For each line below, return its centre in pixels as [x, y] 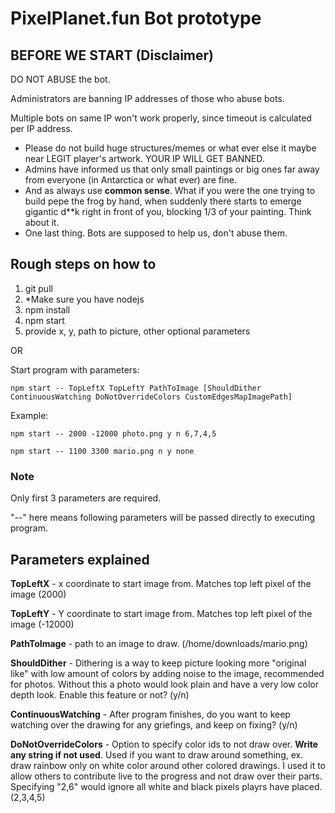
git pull [38, 288]
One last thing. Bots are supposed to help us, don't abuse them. [156, 233]
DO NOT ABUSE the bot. [60, 79]
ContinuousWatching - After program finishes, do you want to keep [150, 714]
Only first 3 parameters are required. [86, 498]
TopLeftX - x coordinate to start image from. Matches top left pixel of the [161, 583]
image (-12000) [42, 624]
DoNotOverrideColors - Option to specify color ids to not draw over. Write [164, 744]
